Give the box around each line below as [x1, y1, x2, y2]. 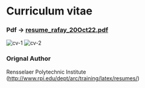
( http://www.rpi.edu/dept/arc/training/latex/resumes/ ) [6, 74, 140, 82]
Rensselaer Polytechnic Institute [6, 68, 86, 75]
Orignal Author [6, 54, 51, 63]
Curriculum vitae [6, 4, 92, 18]
